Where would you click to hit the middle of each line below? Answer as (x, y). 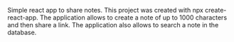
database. (22, 32)
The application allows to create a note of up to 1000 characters (133, 17)
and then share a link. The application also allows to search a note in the (113, 25)
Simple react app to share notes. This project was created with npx (106, 10)
